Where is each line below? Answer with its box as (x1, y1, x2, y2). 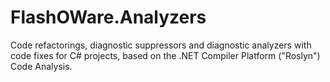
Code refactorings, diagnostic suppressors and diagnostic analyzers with (10, 39, 312, 51)
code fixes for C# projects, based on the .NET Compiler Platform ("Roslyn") (10, 49, 321, 61)
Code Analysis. (10, 60, 73, 72)
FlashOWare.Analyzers (10, 6, 207, 29)
